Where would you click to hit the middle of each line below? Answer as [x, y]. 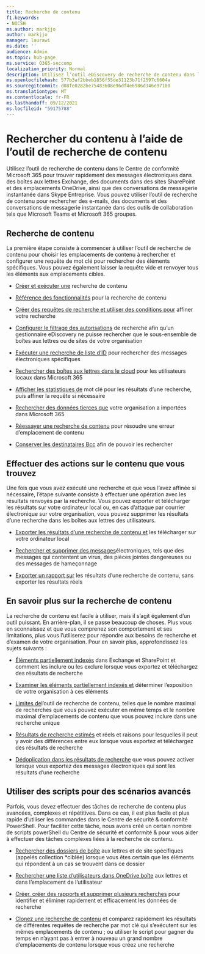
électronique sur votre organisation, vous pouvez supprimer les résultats [98, 514]
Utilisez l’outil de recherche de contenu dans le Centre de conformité [93, 169]
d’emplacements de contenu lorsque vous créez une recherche [95, 944]
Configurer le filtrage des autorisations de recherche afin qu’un [94, 328]
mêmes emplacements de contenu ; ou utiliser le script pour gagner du [104, 931]
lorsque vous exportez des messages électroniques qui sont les [95, 766]
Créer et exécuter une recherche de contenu [71, 286]
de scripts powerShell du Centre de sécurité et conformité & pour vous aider [102, 832]
